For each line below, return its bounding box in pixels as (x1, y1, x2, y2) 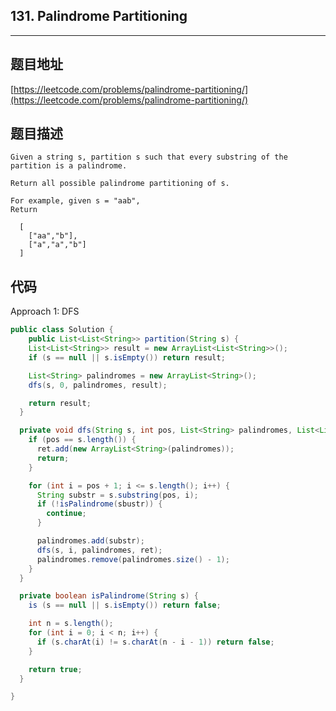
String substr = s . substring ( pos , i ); (36, 490, 199, 500)
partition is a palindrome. (10, 161, 128, 171)
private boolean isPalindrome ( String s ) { (19, 591, 199, 601)
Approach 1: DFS (10, 305, 80, 318)
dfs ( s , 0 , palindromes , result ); (28, 380, 168, 390)
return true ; (28, 664, 83, 674)
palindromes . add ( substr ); (36, 536, 145, 546)
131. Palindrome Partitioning (10, 8, 188, 25)
